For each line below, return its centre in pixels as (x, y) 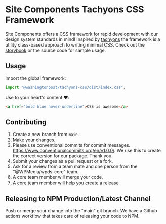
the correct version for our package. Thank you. (63, 156)
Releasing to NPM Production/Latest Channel (78, 198)
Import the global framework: (36, 78)
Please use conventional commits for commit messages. (71, 145)
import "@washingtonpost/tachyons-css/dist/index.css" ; (65, 87)
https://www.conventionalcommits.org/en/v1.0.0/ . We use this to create (87, 151)
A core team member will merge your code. (58, 177)
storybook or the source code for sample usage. (56, 50)
